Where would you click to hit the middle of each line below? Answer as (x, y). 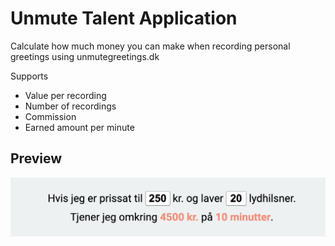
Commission (50, 116)
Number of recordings (70, 106)
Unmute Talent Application (124, 18)
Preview (36, 158)
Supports (29, 76)
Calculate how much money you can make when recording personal (150, 46)
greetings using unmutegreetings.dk (85, 56)
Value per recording (65, 95)
